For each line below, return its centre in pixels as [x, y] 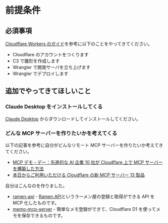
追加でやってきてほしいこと [48, 91]
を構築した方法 [28, 168]
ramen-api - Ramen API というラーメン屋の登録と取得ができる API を [83, 196]
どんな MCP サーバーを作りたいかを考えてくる [61, 133]
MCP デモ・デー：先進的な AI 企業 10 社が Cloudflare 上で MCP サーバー [88, 162]
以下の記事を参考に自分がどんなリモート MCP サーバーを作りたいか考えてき [84, 145]
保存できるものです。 [43, 215]
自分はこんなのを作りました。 [36, 185]
